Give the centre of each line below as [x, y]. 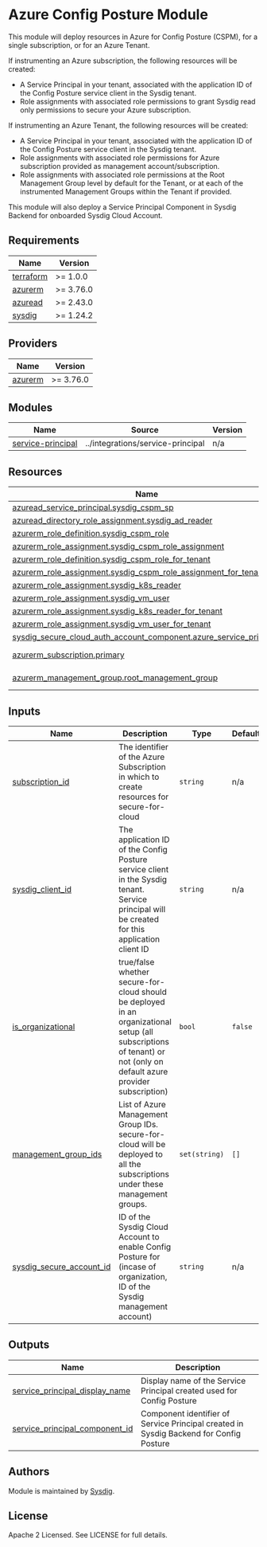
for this [132, 929]
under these [141, 1184]
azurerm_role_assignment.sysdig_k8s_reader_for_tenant [117, 611]
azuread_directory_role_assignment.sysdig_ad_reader [112, 521]
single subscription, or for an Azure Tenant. [79, 45]
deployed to [140, 1154]
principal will [142, 909]
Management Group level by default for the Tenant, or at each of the [132, 183]
